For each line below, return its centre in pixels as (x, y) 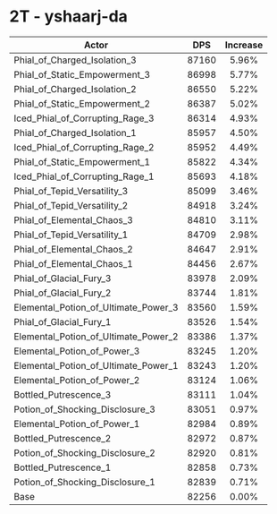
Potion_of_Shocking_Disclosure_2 (85, 452)
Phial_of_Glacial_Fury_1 (63, 321)
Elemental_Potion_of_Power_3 (77, 351)
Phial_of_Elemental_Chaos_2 (74, 249)
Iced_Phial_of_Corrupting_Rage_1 (84, 176)
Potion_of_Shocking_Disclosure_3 (85, 409)
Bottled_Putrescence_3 (63, 394)
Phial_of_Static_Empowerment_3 (82, 74)
